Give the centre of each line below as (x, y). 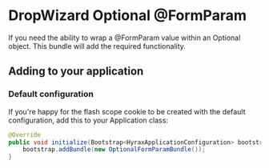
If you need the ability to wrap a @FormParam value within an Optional (124, 38)
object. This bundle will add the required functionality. (97, 46)
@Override (25, 134)
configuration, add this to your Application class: (88, 120)
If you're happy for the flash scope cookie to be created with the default (127, 111)
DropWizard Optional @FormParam (127, 16)
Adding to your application (76, 72)
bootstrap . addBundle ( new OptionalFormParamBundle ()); (114, 150)
